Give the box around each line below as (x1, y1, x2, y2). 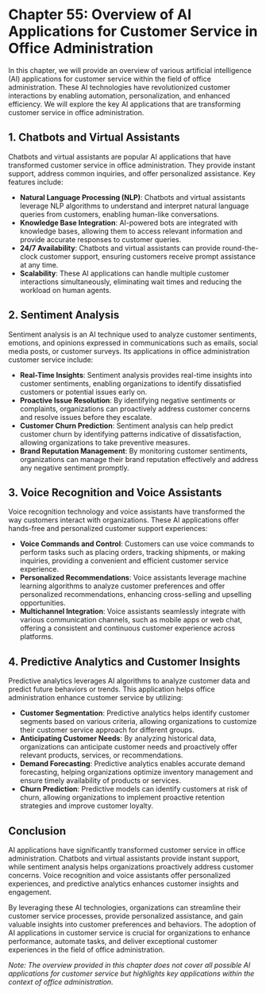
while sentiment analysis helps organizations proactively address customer (8, 862, 254, 871)
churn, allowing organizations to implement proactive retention (19, 792, 225, 803)
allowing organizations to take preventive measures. (19, 437, 191, 447)
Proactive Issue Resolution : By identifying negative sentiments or (19, 395, 236, 405)
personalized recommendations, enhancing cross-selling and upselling (19, 590, 252, 599)
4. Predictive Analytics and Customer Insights (8, 655, 241, 668)
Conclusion (8, 824, 67, 838)
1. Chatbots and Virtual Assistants (8, 131, 180, 144)
